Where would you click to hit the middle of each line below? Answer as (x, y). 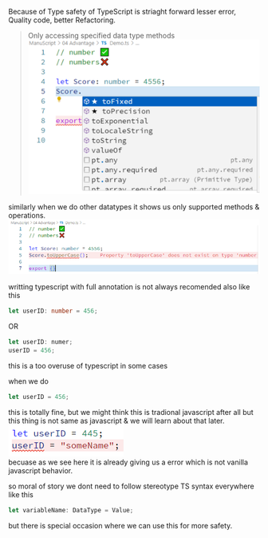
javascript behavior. (41, 470)
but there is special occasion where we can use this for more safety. (120, 525)
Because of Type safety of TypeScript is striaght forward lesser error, (122, 12)
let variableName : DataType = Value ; (71, 510)
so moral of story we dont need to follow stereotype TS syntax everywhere (131, 486)
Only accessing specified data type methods (101, 36)
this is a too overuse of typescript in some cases (88, 365)
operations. (27, 215)
